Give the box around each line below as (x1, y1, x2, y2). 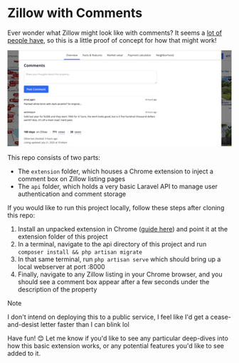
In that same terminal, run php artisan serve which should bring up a (17, 255, 221, 264)
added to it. (7, 350, 41, 357)
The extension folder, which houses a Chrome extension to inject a (17, 167, 213, 175)
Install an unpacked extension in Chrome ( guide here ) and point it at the (17, 225, 228, 233)
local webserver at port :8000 (17, 263, 105, 271)
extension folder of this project (17, 232, 108, 241)
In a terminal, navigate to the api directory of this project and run (17, 240, 207, 248)
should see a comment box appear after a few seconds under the (17, 278, 210, 286)
